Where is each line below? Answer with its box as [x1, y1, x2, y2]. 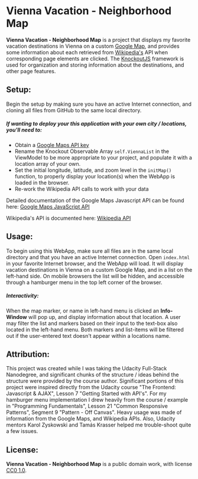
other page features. [6, 67, 56, 74]
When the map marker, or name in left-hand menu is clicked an [6, 307, 160, 314]
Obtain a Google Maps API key [14, 141, 90, 148]
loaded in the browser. [14, 179, 70, 186]
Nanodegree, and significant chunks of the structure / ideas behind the [6, 371, 179, 379]
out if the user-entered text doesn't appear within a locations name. [6, 332, 171, 339]
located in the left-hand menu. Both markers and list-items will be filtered [6, 326, 184, 333]
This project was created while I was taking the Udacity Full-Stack [6, 365, 167, 372]
